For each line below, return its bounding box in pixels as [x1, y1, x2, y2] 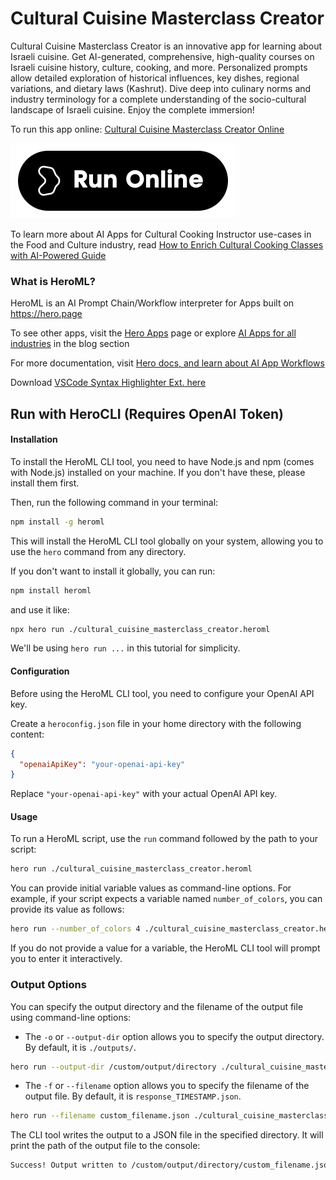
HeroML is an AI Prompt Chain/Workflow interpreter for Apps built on [10, 297, 295, 309]
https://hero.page [10, 308, 83, 320]
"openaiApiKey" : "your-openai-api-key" [19, 759, 186, 769]
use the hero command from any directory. [10, 545, 187, 557]
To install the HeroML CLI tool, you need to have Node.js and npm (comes [10, 455, 315, 467]
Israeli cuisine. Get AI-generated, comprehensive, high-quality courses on [10, 50, 315, 62]
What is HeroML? [10, 274, 96, 288]
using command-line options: [10, 1011, 132, 1023]
